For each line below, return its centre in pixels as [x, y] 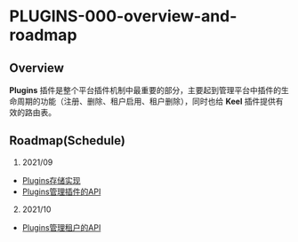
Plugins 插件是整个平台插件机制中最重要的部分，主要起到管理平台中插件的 [145, 90]
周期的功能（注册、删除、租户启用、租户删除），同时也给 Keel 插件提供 [146, 101]
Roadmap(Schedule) [68, 141]
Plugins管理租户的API [61, 227]
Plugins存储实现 [52, 180]
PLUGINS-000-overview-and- [123, 16]
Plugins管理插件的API [61, 191]
